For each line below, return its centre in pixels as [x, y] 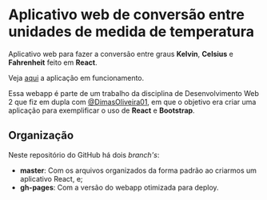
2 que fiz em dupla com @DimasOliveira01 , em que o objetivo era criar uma [132, 102]
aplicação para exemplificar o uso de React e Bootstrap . [102, 110]
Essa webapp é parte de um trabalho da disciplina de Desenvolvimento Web [134, 93]
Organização [41, 136]
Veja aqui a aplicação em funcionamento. [76, 78]
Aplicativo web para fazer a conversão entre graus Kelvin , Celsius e [121, 54]
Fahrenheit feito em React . [53, 62]
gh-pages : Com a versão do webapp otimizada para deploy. [119, 187]
